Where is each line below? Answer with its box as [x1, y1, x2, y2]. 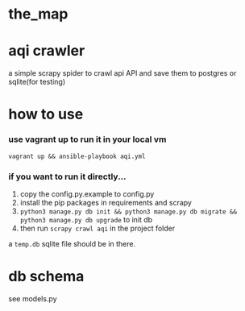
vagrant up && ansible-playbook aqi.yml [8, 152, 147, 160]
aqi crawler [8, 42, 85, 60]
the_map [8, 5, 69, 23]
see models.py [8, 293, 58, 303]
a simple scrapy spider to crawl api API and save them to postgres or [8, 68, 237, 78]
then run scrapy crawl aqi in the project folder [19, 223, 176, 233]
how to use [8, 106, 84, 123]
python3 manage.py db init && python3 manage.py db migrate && [19, 207, 238, 216]
